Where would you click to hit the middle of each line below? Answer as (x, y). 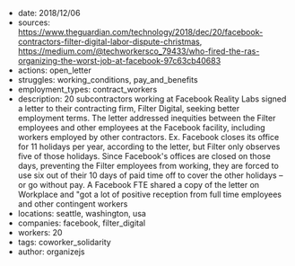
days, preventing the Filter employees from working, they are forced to (148, 166)
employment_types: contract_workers (87, 89)
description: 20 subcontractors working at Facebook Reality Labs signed (152, 99)
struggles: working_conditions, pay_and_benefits (108, 80)
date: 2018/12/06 (49, 13)
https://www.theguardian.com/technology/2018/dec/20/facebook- (140, 32)
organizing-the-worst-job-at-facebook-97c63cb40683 (119, 61)
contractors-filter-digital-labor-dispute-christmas (108, 41)
